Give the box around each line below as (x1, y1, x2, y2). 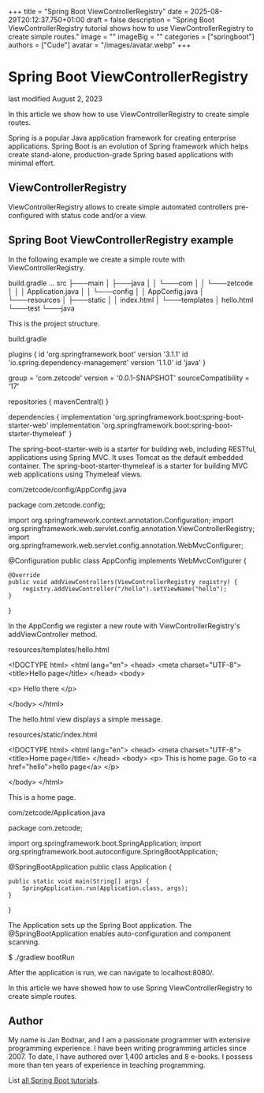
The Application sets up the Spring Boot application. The (8, 920, 192, 929)
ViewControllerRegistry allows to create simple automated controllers (8, 202, 233, 212)
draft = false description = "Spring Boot (86, 15, 215, 24)
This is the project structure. (8, 318, 100, 328)
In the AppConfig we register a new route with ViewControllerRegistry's (8, 620, 240, 631)
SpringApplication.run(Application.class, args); (22, 884, 189, 892)
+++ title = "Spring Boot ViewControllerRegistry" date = (8, 7, 189, 16)
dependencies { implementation (8, 412, 112, 421)
